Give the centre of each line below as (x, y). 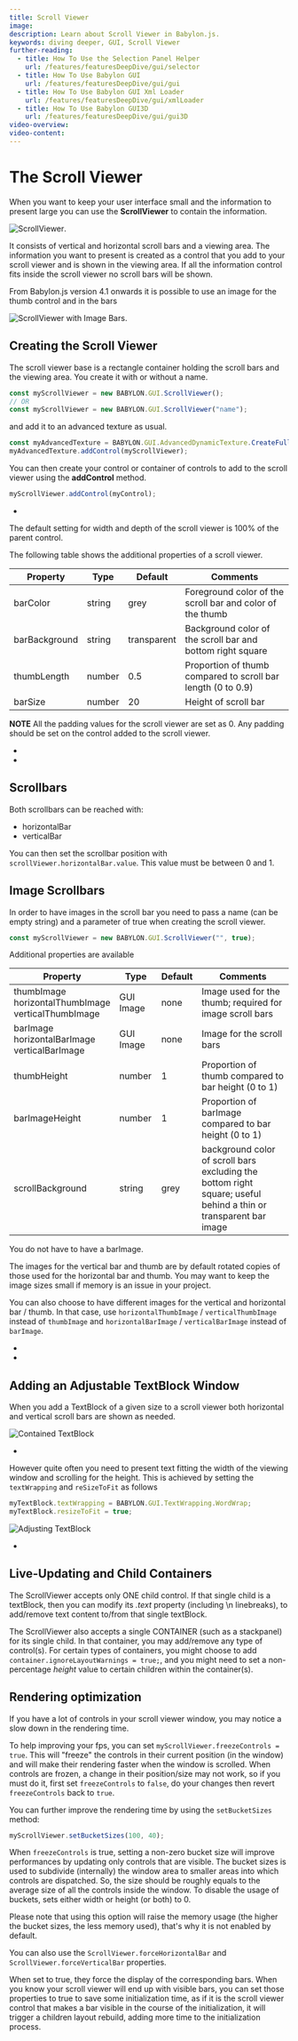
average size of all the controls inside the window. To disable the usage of (144, 1890)
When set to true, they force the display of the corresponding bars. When (143, 1980)
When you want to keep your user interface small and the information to (141, 202)
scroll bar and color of (231, 603)
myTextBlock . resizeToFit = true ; (71, 1512)
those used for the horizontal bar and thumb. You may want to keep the (140, 1276)
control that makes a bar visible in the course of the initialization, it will (137, 2008)
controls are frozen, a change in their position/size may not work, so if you (145, 1773)
